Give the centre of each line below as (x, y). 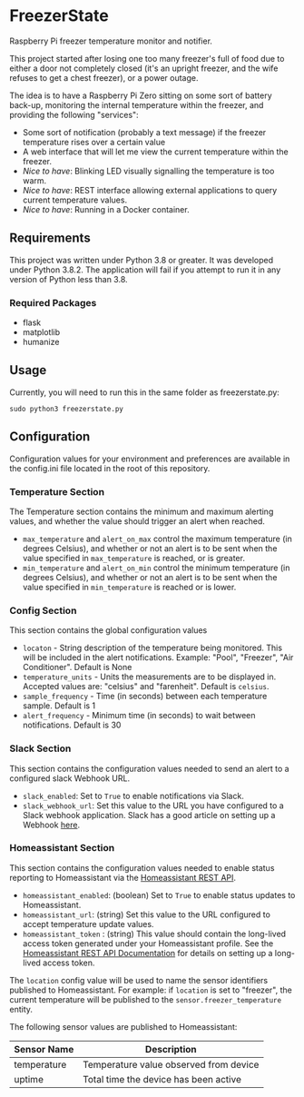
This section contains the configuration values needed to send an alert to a (149, 768)
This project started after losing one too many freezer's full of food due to (147, 58)
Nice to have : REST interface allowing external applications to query (150, 190)
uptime (29, 1079)
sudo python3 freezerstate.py (67, 409)
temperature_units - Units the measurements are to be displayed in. (149, 677)
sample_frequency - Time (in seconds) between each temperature (145, 697)
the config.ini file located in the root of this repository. (110, 468)
